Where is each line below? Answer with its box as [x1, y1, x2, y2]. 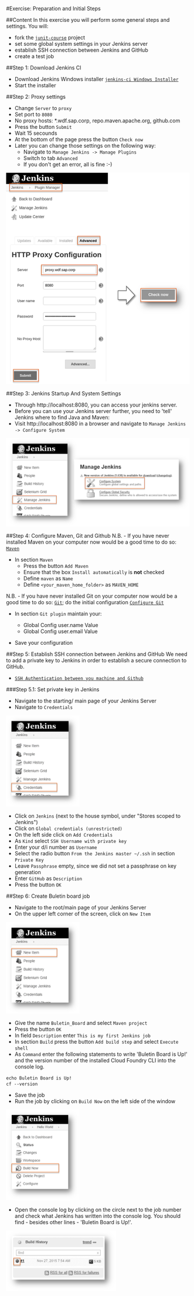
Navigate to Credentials [14, 703, 73, 711]
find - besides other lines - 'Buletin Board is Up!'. [14, 1218, 132, 1225]
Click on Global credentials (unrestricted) [14, 825, 123, 832]
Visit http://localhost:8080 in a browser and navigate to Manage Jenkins [14, 420, 186, 427]
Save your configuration [14, 639, 73, 646]
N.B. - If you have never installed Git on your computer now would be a [6, 592, 178, 599]
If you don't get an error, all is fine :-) [23, 161, 113, 168]
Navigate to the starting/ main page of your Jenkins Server [14, 697, 156, 704]
